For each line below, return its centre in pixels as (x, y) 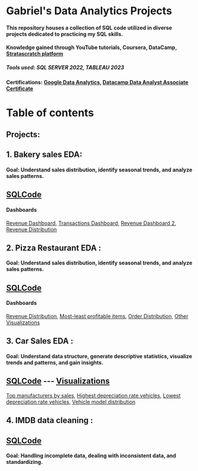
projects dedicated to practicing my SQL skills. (64, 34)
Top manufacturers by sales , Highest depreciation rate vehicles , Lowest (93, 395)
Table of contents (50, 112)
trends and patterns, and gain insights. (55, 362)
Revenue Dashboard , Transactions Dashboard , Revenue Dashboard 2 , (91, 223)
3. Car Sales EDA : (40, 341)
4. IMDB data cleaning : (50, 420)
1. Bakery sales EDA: (44, 155)
